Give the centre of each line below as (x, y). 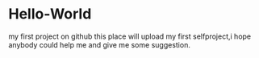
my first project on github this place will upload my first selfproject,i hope (130, 36)
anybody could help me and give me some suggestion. (100, 44)
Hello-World (50, 14)
